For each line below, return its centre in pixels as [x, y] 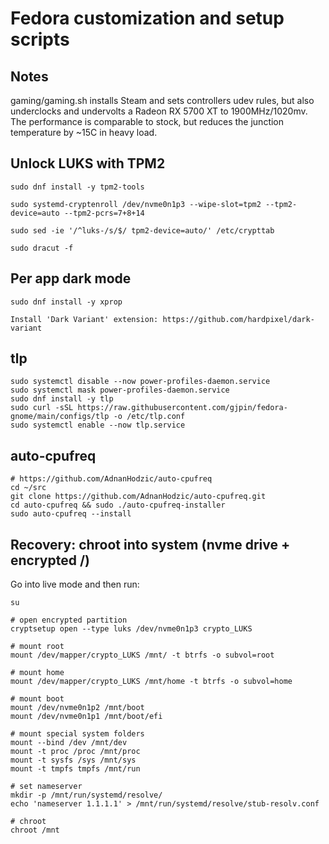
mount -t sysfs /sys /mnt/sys [73, 760]
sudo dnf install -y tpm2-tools [77, 187]
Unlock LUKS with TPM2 [88, 163]
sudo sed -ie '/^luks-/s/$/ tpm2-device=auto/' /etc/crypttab [142, 230]
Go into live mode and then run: [75, 584]
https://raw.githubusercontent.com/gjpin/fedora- [182, 408]
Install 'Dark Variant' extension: [84, 319]
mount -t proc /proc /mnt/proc [75, 752]
